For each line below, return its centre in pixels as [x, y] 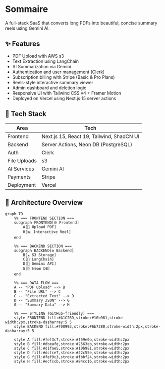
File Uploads [22, 160]
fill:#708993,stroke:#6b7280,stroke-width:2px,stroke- [103, 327]
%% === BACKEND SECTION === [43, 246]
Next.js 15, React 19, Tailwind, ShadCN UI [90, 136]
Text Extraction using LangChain [46, 61]
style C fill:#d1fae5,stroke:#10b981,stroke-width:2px [72, 349]
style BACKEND [28, 327]
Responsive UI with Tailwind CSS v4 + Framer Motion [67, 93]
